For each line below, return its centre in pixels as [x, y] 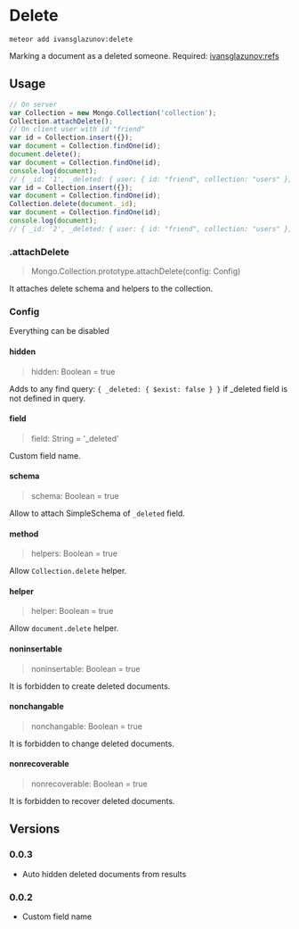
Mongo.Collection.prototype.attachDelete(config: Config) [136, 271]
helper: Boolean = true [72, 611]
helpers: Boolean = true [74, 553]
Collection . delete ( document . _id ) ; [73, 204]
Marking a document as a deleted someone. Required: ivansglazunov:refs [144, 55]
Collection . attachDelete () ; [61, 121]
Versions [35, 829]
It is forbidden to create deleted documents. [90, 686]
